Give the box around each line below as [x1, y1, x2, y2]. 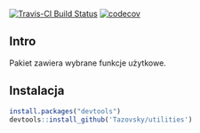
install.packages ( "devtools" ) [9, 106, 122, 115]
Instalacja [9, 83, 65, 98]
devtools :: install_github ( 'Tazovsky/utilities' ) [9, 115, 193, 124]
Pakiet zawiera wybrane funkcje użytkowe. [9, 58, 166, 68]
